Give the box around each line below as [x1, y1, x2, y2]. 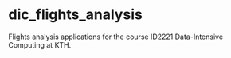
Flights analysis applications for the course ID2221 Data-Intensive [8, 32, 224, 41]
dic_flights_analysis [8, 6, 143, 24]
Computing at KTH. [8, 40, 72, 49]
